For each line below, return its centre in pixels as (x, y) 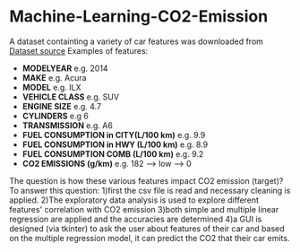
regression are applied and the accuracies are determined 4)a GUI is (136, 219)
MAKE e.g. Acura (54, 77)
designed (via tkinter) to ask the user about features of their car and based (147, 228)
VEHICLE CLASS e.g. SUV (70, 97)
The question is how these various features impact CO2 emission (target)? (146, 180)
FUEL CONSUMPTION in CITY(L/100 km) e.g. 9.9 (114, 135)
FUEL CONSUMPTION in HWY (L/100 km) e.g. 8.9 (115, 144)
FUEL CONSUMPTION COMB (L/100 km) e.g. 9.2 (113, 153)
